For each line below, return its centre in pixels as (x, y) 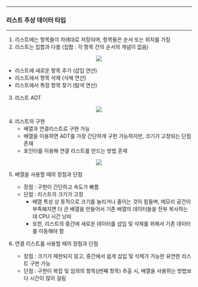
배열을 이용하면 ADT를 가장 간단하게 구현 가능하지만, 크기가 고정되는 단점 (107, 136)
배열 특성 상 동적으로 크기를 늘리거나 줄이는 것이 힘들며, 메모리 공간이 (112, 202)
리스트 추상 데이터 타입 (36, 20)
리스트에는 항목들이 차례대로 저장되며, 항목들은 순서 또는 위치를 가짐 (93, 39)
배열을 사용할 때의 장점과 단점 (48, 174)
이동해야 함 (51, 231)
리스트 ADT (28, 98)
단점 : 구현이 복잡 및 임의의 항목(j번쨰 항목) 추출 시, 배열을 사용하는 (100, 271)
